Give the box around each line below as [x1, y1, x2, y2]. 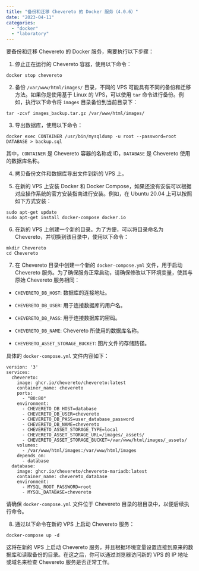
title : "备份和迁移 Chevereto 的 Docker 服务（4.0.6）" [6, 8, 138, 15]
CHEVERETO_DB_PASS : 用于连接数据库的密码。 [14, 314, 121, 322]
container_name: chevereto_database [17, 474, 108, 480]
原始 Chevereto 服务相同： [14, 276, 80, 283]
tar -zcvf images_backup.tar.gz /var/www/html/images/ [6, 111, 145, 117]
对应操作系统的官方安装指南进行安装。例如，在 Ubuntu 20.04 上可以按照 [14, 190, 192, 197]
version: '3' [6, 364, 39, 370]
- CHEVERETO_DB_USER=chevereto [21, 411, 100, 417]
